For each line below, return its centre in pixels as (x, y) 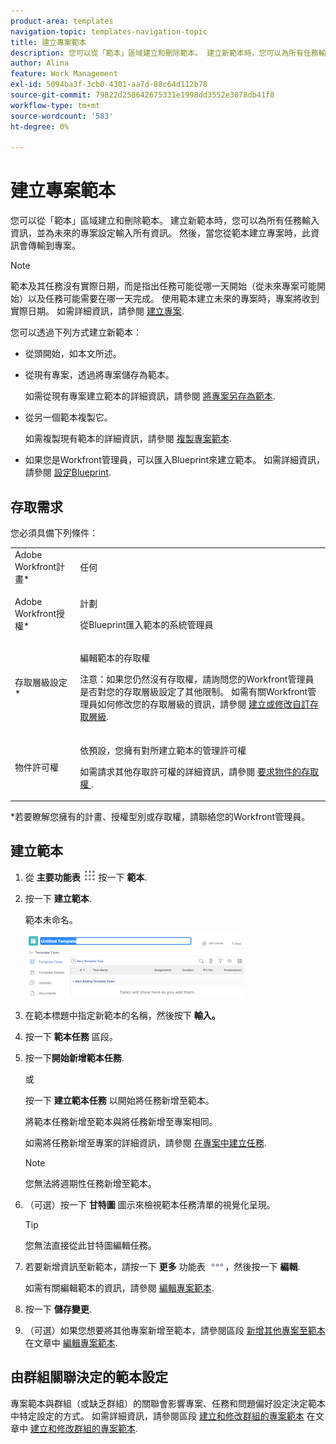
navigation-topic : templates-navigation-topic (109, 31)
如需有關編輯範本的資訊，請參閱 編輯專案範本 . (119, 1287)
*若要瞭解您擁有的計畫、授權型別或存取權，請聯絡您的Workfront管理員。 (160, 816)
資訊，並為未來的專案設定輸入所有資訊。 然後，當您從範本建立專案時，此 (160, 233)
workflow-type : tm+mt (55, 105)
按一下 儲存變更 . (58, 1309)
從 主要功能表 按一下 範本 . (86, 877)
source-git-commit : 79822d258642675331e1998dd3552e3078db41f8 (142, 95)
